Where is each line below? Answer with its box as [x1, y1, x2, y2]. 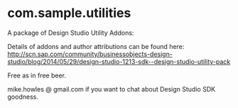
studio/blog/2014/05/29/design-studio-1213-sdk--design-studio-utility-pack [7, 57, 231, 65]
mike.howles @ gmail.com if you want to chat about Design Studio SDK [7, 85, 215, 93]
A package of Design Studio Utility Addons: [7, 28, 134, 37]
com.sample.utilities [7, 5, 131, 21]
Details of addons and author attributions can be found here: [7, 42, 185, 50]
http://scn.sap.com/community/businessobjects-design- [7, 50, 173, 58]
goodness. [7, 92, 39, 101]
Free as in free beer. [7, 71, 66, 80]
